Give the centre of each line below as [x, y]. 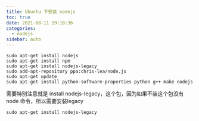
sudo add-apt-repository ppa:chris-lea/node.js [66, 72]
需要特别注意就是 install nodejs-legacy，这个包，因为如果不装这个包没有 [95, 94]
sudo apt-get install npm [38, 61]
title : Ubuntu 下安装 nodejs [41, 12]
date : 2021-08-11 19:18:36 [40, 23]
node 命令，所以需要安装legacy [45, 101]
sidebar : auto [24, 39]
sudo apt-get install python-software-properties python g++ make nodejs [100, 82]
